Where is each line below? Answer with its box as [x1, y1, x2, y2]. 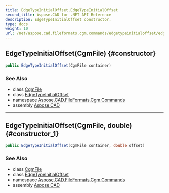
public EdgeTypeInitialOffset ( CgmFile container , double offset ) [5, 143, 145, 148]
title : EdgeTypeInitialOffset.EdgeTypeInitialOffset [5, 7, 118, 13]
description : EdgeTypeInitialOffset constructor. [5, 17, 112, 22]
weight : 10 [5, 26, 28, 31]
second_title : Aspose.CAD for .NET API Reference [5, 12, 112, 17]
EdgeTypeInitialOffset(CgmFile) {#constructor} [5, 49, 156, 58]
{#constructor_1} [5, 130, 59, 138]
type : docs [5, 21, 28, 27]
